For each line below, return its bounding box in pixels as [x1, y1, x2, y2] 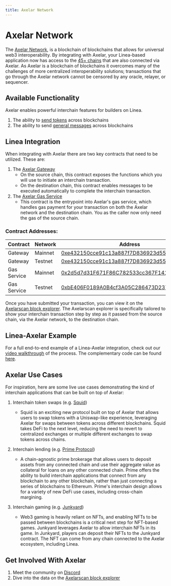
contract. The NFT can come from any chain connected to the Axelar [20, 535, 165, 542]
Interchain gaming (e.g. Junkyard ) [12, 504, 84, 510]
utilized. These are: [5, 156, 46, 162]
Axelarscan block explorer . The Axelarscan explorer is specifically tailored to [5, 306, 166, 312]
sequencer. [5, 79, 29, 85]
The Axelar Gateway [12, 166, 55, 173]
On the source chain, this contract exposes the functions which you [20, 172, 162, 178]
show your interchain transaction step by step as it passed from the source [5, 311, 162, 317]
